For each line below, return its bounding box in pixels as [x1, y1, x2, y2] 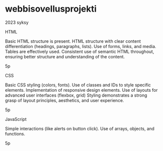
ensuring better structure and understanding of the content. [5, 53, 125, 59]
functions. [5, 131, 25, 136]
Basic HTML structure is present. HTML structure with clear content [5, 38, 141, 44]
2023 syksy [5, 19, 29, 25]
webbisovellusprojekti [5, 3, 97, 15]
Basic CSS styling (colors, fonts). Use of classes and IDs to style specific [5, 82, 151, 88]
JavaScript [5, 116, 27, 122]
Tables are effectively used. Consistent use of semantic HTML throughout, [5, 49, 154, 54]
